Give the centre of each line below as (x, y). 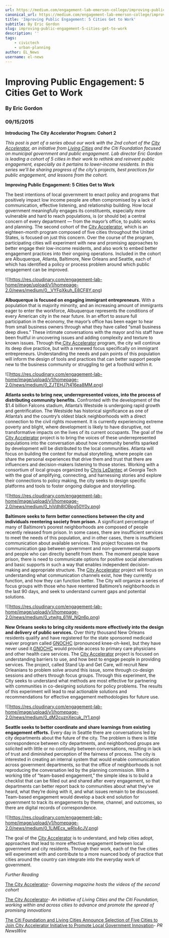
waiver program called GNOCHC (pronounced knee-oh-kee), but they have (83, 643)
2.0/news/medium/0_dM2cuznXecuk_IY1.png (52, 717)
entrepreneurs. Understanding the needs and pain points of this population (83, 354)
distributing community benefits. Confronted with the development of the (83, 400)
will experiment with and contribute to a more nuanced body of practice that (84, 854)
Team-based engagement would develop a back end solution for (72, 797)
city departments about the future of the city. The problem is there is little (81, 737)
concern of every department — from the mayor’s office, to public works (80, 221)
